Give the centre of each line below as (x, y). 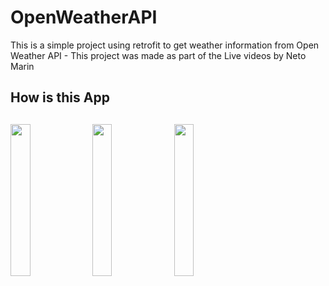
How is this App (60, 97)
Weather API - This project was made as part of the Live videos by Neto (158, 55)
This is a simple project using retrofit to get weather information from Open (165, 45)
